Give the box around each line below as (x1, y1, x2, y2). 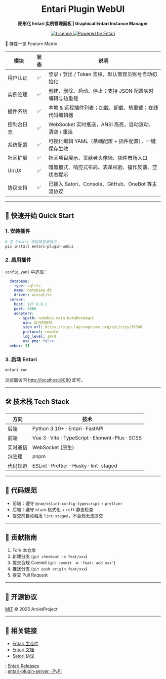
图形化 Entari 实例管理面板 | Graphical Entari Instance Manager (18, 20, 148, 26)
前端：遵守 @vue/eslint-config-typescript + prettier (12, 500, 123, 506)
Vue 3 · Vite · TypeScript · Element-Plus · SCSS (32, 434, 142, 441)
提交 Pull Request (12, 572, 48, 578)
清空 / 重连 (48, 128, 73, 135)
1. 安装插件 (5, 228, 31, 235)
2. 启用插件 (5, 256, 32, 263)
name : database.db (14, 288, 52, 293)
